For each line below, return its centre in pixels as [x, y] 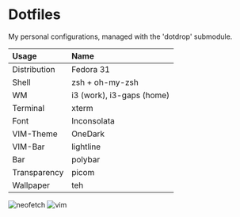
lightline [86, 147]
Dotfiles [34, 15]
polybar [86, 159]
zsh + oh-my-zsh [105, 82]
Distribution [34, 69]
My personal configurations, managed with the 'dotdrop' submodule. [120, 36]
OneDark [88, 134]
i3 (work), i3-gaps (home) [120, 95]
